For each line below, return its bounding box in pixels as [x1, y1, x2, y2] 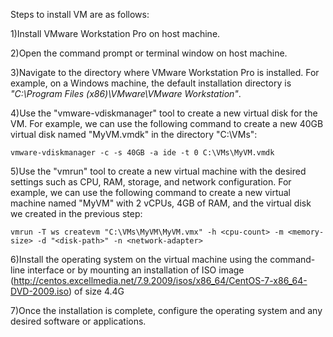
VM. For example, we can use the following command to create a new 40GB [10, 118, 324, 129]
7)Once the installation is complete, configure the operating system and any [10, 305, 323, 316]
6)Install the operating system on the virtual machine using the [10, 254, 268, 265]
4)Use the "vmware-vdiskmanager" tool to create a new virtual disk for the [10, 107, 318, 119]
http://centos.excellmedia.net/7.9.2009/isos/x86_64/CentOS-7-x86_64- [13, 275, 308, 286]
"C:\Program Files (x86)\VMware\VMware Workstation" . [10, 88, 242, 99]
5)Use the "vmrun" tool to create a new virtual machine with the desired [10, 165, 307, 177]
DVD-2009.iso [10, 285, 69, 297]
